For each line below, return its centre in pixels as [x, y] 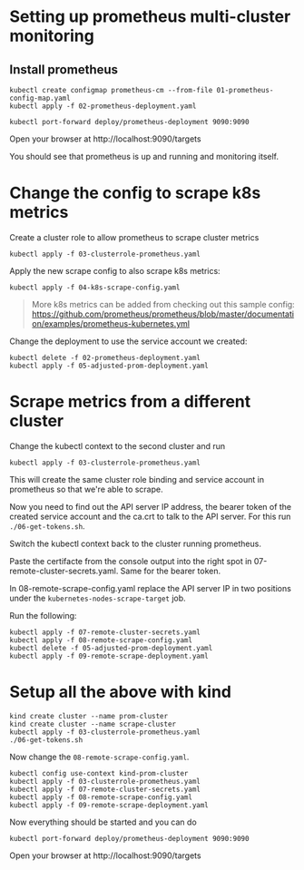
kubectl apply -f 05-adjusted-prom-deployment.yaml [109, 366]
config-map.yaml [40, 98]
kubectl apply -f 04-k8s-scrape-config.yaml [95, 288]
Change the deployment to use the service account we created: [128, 341]
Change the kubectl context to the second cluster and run [118, 445]
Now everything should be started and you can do [103, 822]
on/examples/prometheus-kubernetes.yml [111, 323]
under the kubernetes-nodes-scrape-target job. [98, 598]
